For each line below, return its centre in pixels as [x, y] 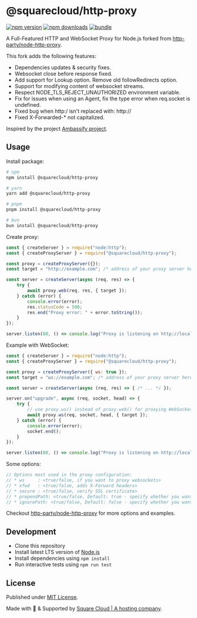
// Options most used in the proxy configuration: [69, 475]
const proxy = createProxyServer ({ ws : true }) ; [67, 372]
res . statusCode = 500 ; [55, 307]
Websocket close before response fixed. [63, 73]
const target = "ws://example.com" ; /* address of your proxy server [93, 377]
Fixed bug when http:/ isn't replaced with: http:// [73, 111]
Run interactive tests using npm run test [63, 565]
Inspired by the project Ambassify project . [57, 129]
